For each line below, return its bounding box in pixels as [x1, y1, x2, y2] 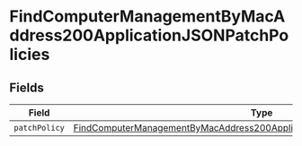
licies [9, 45, 50, 64]
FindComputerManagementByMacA [9, 6, 286, 27]
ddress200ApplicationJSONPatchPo [9, 25, 289, 46]
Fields [9, 80, 45, 95]
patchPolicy [13, 123, 66, 133]
